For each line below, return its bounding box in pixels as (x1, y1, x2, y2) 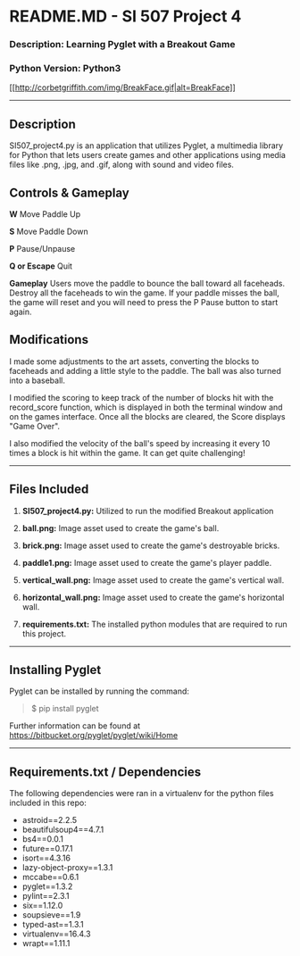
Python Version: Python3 (9, 62, 121, 75)
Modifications (9, 332, 89, 347)
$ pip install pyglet (30, 703, 100, 714)
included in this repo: (9, 797, 87, 809)
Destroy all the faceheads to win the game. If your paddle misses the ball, (9, 287, 279, 298)
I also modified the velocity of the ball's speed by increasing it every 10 (9, 437, 271, 448)
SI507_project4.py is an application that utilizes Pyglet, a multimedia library (9, 140, 284, 151)
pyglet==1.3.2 (21, 881, 73, 892)
